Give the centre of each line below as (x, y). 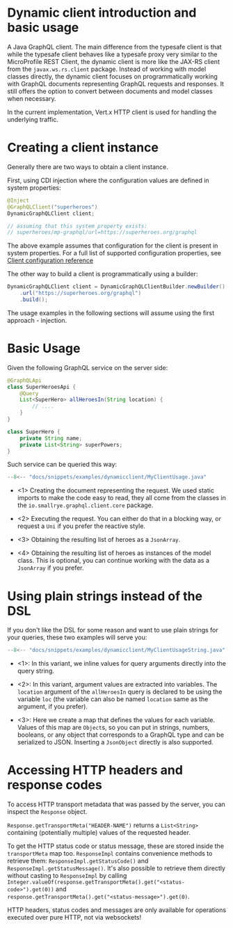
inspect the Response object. (47, 812)
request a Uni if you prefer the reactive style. (81, 526)
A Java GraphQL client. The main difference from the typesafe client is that (114, 47)
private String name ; (51, 438)
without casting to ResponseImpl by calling (67, 876)
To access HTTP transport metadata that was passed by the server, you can (116, 804)
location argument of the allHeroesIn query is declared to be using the (120, 692)
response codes (55, 785)
